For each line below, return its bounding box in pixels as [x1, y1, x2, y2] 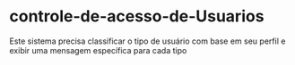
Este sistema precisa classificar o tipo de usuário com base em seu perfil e [9, 36, 286, 46]
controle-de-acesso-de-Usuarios [9, 6, 265, 27]
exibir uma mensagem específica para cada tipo [9, 45, 187, 55]
